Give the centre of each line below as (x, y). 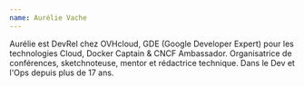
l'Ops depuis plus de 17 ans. (62, 72)
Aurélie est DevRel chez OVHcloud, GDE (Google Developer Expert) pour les (152, 43)
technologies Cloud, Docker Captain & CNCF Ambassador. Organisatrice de (151, 53)
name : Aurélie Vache (49, 18)
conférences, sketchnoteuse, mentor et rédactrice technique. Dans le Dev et (152, 63)
